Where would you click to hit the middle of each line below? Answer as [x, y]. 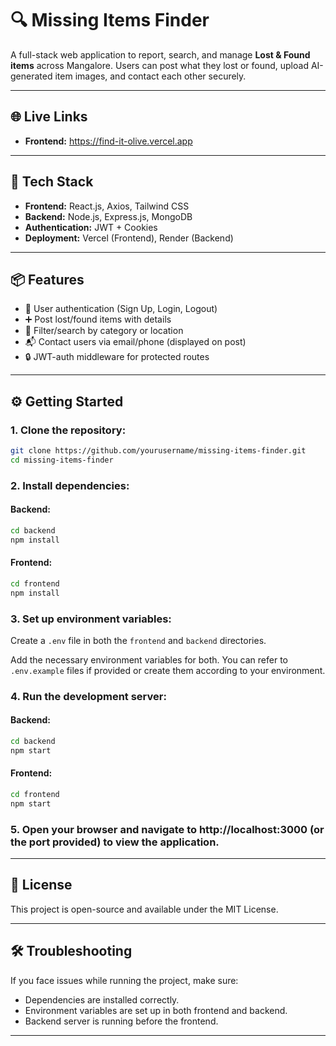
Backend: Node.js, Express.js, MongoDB [108, 216]
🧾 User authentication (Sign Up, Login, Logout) [121, 309]
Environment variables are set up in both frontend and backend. [156, 1010]
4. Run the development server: [88, 696]
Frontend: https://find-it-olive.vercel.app [108, 141]
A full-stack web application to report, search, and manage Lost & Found [160, 54]
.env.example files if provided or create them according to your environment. [168, 670]
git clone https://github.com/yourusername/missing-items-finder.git [158, 451]
